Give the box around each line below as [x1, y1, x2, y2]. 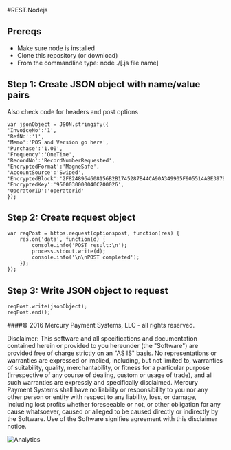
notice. [7, 422, 27, 431]
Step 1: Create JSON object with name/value [7, 78, 201, 90]
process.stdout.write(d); [32, 248, 107, 255]
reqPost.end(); [7, 309, 51, 316]
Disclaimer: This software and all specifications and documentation [7, 334, 197, 343]
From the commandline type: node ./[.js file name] [16, 58, 159, 67]
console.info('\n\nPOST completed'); [32, 254, 140, 261]
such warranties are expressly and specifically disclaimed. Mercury [7, 378, 198, 387]
